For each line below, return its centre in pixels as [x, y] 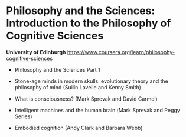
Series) [23, 116]
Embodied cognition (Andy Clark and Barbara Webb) [79, 128]
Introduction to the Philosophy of [89, 23]
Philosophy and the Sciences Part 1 [57, 69]
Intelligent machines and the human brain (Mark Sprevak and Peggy [97, 110]
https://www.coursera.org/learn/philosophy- [121, 52]
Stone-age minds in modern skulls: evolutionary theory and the [91, 81]
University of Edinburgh [36, 52]
